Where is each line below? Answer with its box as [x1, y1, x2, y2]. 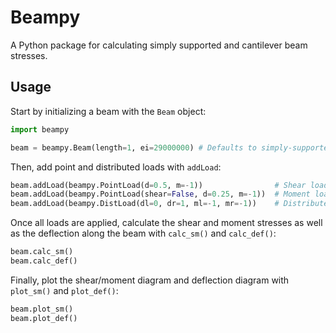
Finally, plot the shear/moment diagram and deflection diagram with [10, 274, 290, 286]
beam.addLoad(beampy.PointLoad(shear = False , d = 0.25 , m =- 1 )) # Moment [10, 189, 311, 200]
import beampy [10, 124, 70, 135]
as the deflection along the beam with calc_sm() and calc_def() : [10, 227, 277, 240]
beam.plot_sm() [10, 304, 74, 314]
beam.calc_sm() [10, 247, 74, 257]
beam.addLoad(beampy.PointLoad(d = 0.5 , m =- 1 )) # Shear [10, 180, 307, 190]
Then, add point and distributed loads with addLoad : [10, 161, 222, 173]
